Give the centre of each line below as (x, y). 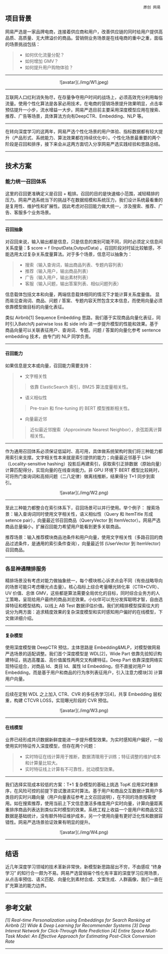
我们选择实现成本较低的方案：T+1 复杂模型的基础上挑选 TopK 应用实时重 (79, 784)
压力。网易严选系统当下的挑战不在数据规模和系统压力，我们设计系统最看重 (82, 200)
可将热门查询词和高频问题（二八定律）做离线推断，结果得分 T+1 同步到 (78, 476)
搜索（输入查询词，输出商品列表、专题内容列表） (75, 265)
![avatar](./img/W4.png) (84, 832)
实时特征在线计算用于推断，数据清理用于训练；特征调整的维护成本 (93, 756)
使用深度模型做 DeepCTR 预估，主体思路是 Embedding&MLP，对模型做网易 (83, 647)
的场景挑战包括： (23, 44)
